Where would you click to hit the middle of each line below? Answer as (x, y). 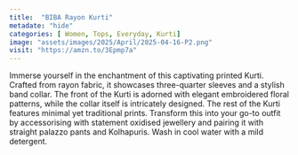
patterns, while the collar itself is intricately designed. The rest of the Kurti (145, 104)
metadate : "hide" (41, 26)
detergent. (28, 142)
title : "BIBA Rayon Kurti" (61, 17)
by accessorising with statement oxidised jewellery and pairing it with (137, 123)
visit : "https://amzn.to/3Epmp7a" (73, 50)
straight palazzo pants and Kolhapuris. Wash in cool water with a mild (137, 132)
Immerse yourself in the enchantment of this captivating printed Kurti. (137, 75)
